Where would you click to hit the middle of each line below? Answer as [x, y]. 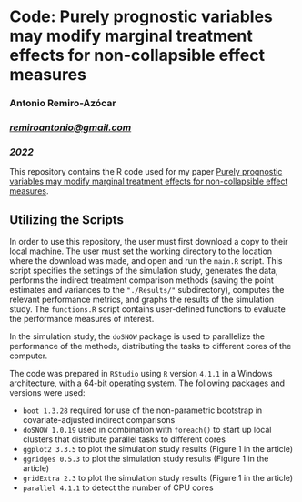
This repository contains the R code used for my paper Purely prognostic [146, 172]
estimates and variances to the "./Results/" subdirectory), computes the [147, 290]
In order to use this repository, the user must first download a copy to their [149, 242]
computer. [29, 356]
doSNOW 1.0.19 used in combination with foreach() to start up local [147, 430]
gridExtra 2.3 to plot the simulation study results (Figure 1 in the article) [158, 478]
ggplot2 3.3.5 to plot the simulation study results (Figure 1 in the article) [158, 449]
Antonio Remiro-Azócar [63, 104]
